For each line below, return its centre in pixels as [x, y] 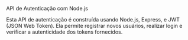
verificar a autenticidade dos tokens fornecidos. [64, 32]
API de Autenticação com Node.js [47, 8]
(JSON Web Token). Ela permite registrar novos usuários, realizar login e [94, 26]
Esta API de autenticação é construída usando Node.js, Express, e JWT [93, 19]
